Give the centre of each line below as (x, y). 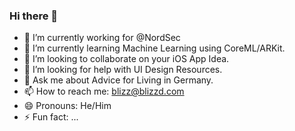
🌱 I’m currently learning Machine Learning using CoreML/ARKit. (154, 48)
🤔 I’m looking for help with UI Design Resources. (123, 70)
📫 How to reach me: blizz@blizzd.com (104, 91)
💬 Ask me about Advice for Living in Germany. (118, 80)
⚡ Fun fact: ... (51, 117)
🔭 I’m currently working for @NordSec (102, 38)
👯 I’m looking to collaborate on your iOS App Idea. (126, 59)
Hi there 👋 (34, 16)
